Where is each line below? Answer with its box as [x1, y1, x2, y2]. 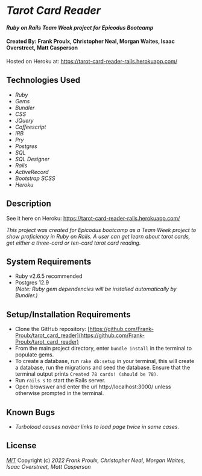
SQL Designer [14, 155, 50, 162]
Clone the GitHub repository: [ [14, 326, 90, 333]
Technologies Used [6, 75, 80, 85]
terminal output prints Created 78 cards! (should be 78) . [14, 370, 159, 378]
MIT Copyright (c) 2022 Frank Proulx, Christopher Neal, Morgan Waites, [6, 457, 186, 464]
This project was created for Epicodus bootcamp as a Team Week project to [6, 226, 197, 233]
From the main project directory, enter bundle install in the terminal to [14, 345, 192, 352]
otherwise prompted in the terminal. [14, 390, 104, 397]
